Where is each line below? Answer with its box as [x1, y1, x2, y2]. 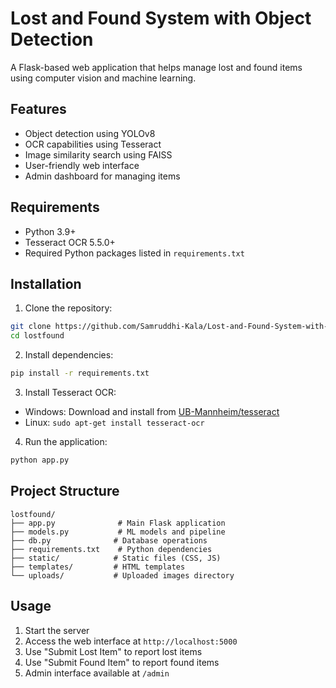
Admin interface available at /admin [24, 667, 170, 679]
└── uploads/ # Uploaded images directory [10, 570, 235, 581]
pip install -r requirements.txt [10, 368, 150, 379]
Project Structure [10, 483, 120, 500]
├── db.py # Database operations [10, 535, 208, 546]
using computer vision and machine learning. [10, 72, 197, 84]
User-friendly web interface [24, 159, 140, 171]
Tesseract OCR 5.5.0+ [24, 236, 116, 248]
